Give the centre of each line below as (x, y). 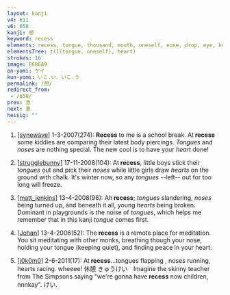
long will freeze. (40, 184)
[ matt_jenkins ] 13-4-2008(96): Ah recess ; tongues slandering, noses (114, 197)
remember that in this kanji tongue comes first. (83, 219)
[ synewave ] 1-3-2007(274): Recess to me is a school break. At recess (116, 135)
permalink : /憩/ (30, 84)
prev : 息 (19, 103)
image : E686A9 (27, 64)
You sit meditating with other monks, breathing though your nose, (109, 240)
